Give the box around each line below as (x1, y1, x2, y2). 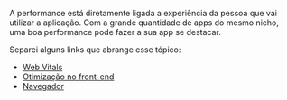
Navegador (22, 81, 65, 91)
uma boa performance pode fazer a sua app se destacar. (9, 27, 221, 37)
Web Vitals (22, 62, 63, 72)
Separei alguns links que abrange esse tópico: (9, 44, 181, 55)
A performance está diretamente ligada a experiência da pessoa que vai (9, 8, 278, 18)
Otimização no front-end (22, 71, 115, 82)
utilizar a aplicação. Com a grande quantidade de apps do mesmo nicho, (9, 17, 280, 28)
